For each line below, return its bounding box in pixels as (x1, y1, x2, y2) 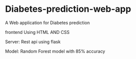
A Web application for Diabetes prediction (5, 20, 90, 26)
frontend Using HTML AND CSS (5, 29, 70, 35)
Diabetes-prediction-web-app (5, 3, 132, 15)
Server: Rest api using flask (5, 38, 61, 45)
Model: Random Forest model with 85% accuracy (5, 48, 105, 54)
